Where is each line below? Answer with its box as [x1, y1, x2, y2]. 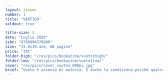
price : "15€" [5, 48, 32, 54]
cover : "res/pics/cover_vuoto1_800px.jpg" [5, 63, 95, 68]
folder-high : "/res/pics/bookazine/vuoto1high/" [5, 53, 108, 58]
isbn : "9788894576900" [5, 39, 52, 45]
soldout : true [5, 21, 35, 26]
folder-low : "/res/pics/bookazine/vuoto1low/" [5, 58, 104, 63]
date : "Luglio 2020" [5, 35, 48, 40]
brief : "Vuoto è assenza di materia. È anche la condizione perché [5, 67, 149, 72]
